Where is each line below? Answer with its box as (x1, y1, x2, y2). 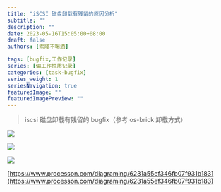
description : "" (7, 23, 55, 30)
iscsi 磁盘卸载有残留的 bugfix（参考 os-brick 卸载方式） (24, 116, 187, 124)
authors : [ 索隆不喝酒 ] (7, 43, 69, 50)
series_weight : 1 (7, 76, 59, 83)
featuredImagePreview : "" (7, 95, 83, 102)
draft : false (7, 37, 46, 44)
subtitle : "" (7, 17, 46, 24)
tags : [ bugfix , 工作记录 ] (7, 56, 76, 64)
